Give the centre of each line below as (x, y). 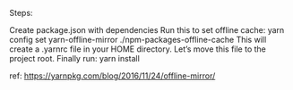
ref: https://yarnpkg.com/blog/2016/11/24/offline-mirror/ (112, 76)
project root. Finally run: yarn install (75, 58)
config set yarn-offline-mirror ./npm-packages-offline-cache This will (138, 40)
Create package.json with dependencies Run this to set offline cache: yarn (147, 30)
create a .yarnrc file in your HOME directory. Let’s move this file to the (138, 49)
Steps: (21, 13)
